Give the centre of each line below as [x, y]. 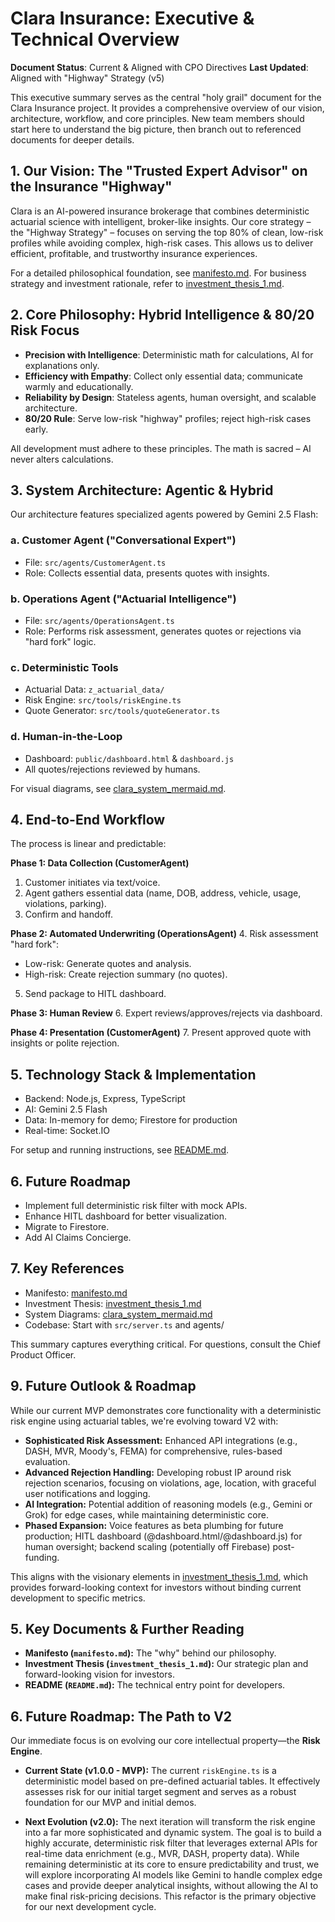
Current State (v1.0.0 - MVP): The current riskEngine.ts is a [150, 1771]
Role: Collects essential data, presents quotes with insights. [147, 573]
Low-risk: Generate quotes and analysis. [108, 964]
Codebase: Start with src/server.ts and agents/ [124, 1324]
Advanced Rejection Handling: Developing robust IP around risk [158, 1472]
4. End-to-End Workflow [88, 819]
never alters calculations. [62, 459]
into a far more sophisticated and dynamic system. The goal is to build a [173, 1833]
